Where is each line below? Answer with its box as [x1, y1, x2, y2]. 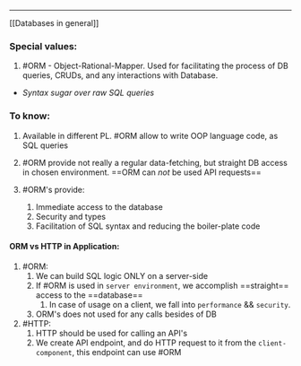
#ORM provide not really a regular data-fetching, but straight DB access [21, 157, 288, 168]
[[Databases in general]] [9, 18, 99, 28]
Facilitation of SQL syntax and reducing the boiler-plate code [35, 221, 261, 231]
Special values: [9, 39, 78, 52]
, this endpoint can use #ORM [72, 346, 182, 357]
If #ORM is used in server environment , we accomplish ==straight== [35, 280, 289, 291]
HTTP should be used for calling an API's [35, 327, 188, 338]
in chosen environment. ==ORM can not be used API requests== [21, 167, 262, 178]
